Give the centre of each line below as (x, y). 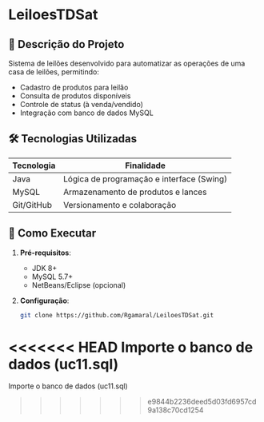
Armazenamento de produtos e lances (135, 192)
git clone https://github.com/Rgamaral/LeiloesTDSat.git (117, 315)
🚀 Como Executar (52, 233)
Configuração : (44, 301)
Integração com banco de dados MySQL (86, 113)
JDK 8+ (44, 268)
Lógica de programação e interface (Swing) (146, 179)
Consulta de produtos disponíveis (75, 96)
